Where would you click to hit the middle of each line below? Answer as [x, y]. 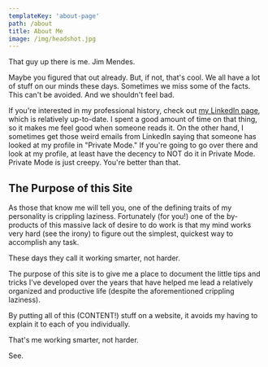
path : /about [30, 24]
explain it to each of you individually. [69, 324]
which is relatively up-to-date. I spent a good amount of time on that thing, [133, 120]
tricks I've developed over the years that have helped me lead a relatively [131, 282]
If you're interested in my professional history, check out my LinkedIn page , [134, 111]
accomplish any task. [44, 242]
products [24, 225]
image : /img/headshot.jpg [52, 39]
